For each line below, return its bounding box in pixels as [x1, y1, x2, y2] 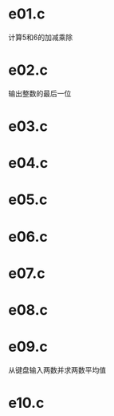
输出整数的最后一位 [8, 88, 72, 98]
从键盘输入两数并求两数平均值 [8, 365, 106, 374]
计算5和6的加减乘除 [8, 32, 73, 42]
